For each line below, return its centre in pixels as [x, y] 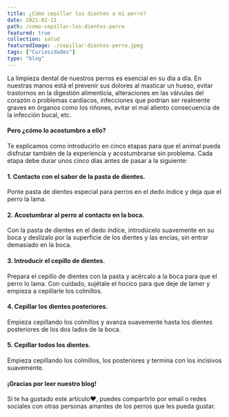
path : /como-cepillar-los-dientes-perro [66, 26]
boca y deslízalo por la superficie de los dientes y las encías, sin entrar [108, 237]
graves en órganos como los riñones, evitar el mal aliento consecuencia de [113, 107]
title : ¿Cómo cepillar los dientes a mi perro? [77, 13]
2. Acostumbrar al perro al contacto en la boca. [76, 215]
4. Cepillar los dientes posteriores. [58, 307]
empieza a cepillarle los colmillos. [55, 291]
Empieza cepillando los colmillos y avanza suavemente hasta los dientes [110, 322]
